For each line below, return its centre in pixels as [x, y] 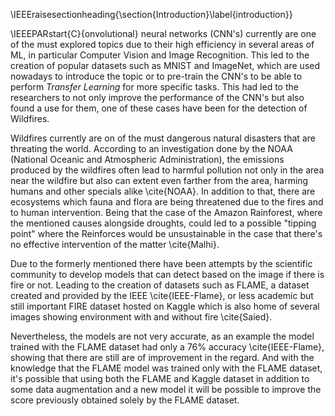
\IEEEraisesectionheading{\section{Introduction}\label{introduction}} [151, 14]
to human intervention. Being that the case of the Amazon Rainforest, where [166, 212]
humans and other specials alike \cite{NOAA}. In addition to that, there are [163, 191]
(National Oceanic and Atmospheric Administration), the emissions [147, 159]
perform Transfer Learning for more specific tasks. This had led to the [154, 87]
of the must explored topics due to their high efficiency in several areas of [162, 44]
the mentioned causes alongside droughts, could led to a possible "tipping [163, 223]
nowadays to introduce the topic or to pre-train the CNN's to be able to [156, 76]
